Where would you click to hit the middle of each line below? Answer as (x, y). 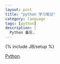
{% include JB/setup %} (30, 47)
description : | (21, 28)
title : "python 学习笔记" (30, 14)
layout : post (19, 10)
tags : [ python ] (21, 23)
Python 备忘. (22, 32)
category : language (25, 19)
